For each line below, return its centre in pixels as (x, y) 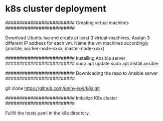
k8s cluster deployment (56, 9)
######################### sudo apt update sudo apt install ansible (82, 63)
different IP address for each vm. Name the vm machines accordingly (77, 43)
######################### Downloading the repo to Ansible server (81, 73)
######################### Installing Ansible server (65, 58)
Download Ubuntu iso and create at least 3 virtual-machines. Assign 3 (77, 38)
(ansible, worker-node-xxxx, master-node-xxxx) (55, 48)
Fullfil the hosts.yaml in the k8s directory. (48, 113)
